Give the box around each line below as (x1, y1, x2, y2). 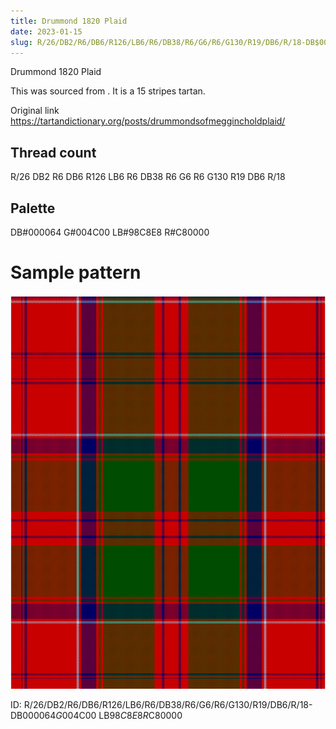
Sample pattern (10, 261, 142, 284)
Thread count (10, 144, 97, 161)
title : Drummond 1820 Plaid (10, 16, 128, 26)
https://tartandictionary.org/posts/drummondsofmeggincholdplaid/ (10, 115, 286, 127)
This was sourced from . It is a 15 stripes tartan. (10, 85, 206, 97)
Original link (10, 105, 60, 117)
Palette (10, 200, 56, 217)
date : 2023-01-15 (10, 26, 83, 37)
